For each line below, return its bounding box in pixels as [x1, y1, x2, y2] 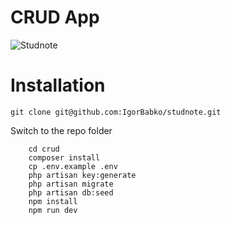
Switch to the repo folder [10, 124, 113, 136]
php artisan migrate [28, 179, 114, 189]
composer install [28, 152, 101, 163]
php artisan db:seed [28, 187, 114, 198]
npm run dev [28, 205, 78, 215]
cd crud [28, 144, 60, 154]
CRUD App [10, 6, 100, 29]
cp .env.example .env [28, 161, 118, 171]
